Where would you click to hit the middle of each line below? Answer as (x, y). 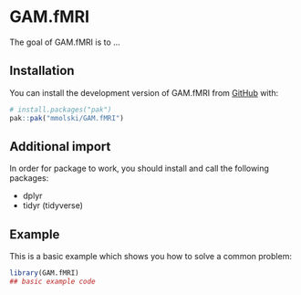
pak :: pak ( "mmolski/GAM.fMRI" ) (67, 118)
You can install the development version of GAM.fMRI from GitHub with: (144, 92)
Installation (42, 71)
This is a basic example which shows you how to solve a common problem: (150, 257)
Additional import (60, 147)
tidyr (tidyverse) (53, 205)
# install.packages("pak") (61, 110)
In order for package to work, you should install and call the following (139, 169)
